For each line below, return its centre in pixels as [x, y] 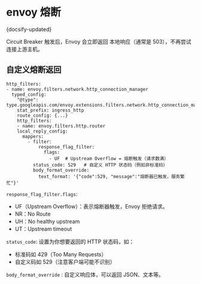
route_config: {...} [42, 115]
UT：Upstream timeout [43, 229]
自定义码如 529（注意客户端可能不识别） [65, 262]
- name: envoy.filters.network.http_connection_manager [77, 89]
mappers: [33, 136]
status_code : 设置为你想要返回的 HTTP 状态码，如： [70, 241]
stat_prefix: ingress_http [51, 110]
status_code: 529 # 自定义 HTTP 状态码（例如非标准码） [100, 165]
